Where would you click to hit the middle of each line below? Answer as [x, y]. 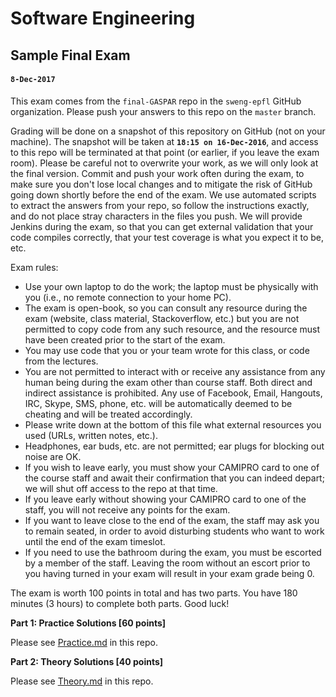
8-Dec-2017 [33, 80]
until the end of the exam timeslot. [95, 541]
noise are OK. [53, 456]
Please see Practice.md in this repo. [84, 642]
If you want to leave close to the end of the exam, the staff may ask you [172, 520]
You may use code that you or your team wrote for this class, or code [167, 350]
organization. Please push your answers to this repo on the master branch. [163, 111]
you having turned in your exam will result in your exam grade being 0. [169, 573]
